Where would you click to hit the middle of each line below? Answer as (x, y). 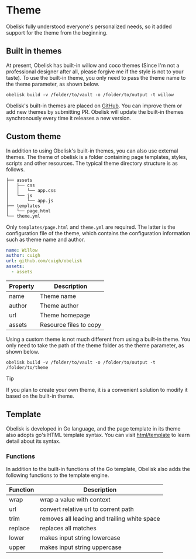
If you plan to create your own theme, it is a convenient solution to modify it (97, 389)
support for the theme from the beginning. (57, 32)
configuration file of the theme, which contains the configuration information (98, 233)
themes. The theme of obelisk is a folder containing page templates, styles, (97, 157)
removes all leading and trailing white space (100, 519)
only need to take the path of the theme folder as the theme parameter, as (95, 345)
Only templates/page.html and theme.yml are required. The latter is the (91, 227)
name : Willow (22, 250)
